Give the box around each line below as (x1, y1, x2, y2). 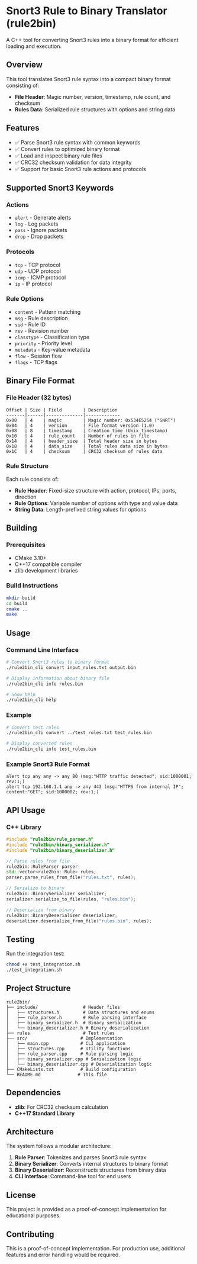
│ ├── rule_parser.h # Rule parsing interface (6, 1014, 147, 1021)
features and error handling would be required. (6, 1251, 120, 1259)
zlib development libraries (14, 567, 78, 574)
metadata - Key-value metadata (14, 346, 91, 353)
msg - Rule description (14, 314, 68, 321)
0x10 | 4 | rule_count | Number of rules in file (6, 433, 150, 439)
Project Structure (6, 983, 71, 993)
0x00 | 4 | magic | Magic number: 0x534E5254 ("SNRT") (6, 417, 176, 423)
